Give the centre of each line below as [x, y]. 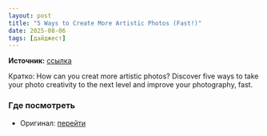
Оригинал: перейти [53, 123]
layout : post [30, 16]
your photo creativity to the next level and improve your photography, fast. [131, 85]
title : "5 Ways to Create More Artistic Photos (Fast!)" [105, 23]
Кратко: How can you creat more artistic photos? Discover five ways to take [133, 76]
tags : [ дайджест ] [37, 38]
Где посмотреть [42, 106]
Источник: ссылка [40, 61]
